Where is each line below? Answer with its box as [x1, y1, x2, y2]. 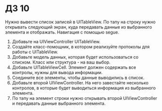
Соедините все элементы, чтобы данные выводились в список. [12, 75, 145, 80]
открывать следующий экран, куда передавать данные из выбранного [5, 24, 152, 30]
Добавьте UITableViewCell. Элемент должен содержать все [12, 64, 136, 70]
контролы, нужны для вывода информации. [12, 69, 103, 75]
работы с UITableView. [12, 49, 58, 55]
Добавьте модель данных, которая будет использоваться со [12, 54, 139, 60]
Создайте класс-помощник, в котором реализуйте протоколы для [12, 44, 150, 49]
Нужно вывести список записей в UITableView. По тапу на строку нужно [5, 19, 156, 25]
